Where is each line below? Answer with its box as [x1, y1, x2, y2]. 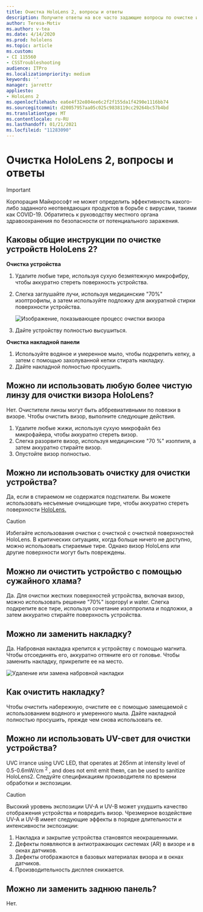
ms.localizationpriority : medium [6, 71, 91, 77]
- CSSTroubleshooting [6, 59, 61, 65]
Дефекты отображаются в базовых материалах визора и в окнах [14, 853, 184, 860]
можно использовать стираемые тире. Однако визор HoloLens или [6, 542, 180, 550]
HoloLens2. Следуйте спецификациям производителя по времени [6, 773, 177, 781]
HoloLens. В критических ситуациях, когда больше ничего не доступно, [6, 536, 192, 543]
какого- [172, 198, 192, 205]
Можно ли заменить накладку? [6, 628, 132, 639]
